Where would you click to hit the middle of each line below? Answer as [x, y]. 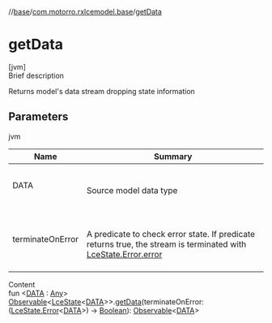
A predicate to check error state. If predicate [171, 234]
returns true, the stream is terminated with [166, 244]
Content [22, 284]
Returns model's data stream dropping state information [102, 91]
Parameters [38, 117]
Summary [173, 156]
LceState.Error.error [124, 254]
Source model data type [132, 190]
